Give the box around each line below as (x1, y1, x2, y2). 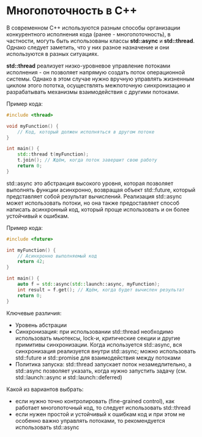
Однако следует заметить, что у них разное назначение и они (6, 44, 170, 51)
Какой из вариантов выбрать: (6, 385, 84, 393)
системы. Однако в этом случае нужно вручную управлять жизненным (6, 75, 195, 82)
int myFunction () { (6, 247, 56, 253)
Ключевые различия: (6, 309, 62, 317)
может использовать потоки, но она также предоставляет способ (6, 199, 179, 207)
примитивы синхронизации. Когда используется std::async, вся (15, 341, 182, 348)
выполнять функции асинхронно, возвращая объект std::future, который (6, 186, 196, 194)
